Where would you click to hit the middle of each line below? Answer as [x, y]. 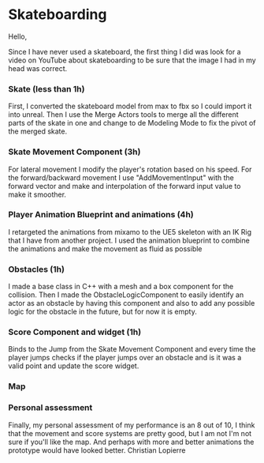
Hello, [18, 36]
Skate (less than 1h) [46, 88]
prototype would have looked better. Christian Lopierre [97, 450]
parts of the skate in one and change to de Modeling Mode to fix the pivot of [132, 123]
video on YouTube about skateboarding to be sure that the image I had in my [132, 60]
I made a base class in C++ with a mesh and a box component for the [121, 287]
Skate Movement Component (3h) [74, 152]
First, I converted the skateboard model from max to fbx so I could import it [130, 106]
